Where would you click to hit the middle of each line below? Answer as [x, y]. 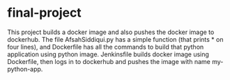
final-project [44, 13]
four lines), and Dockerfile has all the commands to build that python [106, 47]
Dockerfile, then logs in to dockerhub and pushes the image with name [109, 61]
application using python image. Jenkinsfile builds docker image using [108, 54]
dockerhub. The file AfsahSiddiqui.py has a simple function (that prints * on [115, 39]
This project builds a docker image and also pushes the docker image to [111, 32]
